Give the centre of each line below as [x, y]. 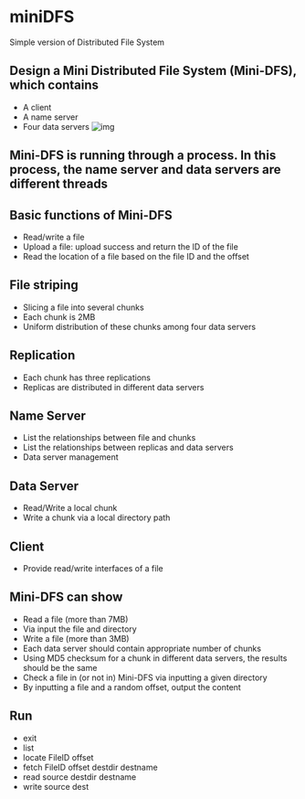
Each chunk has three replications [86, 378]
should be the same [60, 667]
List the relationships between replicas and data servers [128, 447]
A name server [50, 117]
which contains [54, 85]
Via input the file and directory [79, 629]
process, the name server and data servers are [145, 170]
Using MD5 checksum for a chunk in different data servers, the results [155, 658]
